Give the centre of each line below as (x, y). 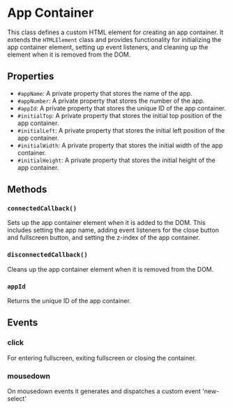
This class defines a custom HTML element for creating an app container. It (115, 32)
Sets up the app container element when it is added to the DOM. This (106, 223)
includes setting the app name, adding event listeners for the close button (113, 230)
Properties (31, 76)
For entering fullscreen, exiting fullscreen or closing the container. (102, 358)
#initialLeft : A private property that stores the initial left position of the (121, 130)
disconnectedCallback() (48, 255)
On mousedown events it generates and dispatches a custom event (104, 391)
